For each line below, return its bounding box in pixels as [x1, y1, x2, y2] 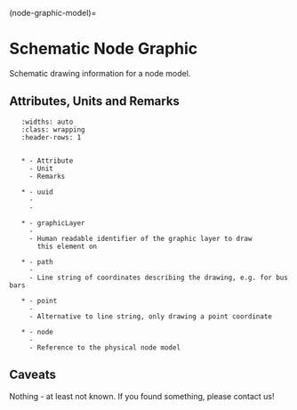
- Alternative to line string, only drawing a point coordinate [28, 311, 273, 321]
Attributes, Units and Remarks [9, 93, 181, 109]
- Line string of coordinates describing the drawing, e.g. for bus [28, 273, 289, 282]
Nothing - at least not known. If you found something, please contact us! [9, 390, 275, 401]
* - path [20, 257, 53, 266]
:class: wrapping [20, 125, 86, 134]
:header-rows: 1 [20, 133, 82, 141]
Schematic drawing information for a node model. [9, 68, 191, 78]
